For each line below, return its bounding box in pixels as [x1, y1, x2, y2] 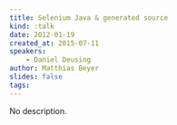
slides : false [9, 72, 64, 82]
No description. [9, 105, 68, 116]
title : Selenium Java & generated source [9, 13, 169, 23]
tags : [9, 81, 30, 90]
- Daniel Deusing [25, 55, 92, 64]
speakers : [9, 47, 47, 56]
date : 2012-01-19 [9, 30, 75, 39]
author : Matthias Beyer [9, 64, 100, 73]
